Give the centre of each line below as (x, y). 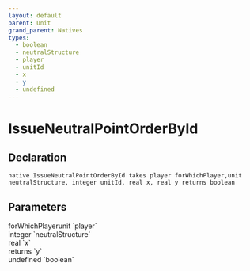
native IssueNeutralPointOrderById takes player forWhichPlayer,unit (125, 176)
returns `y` (25, 251)
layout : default (35, 15)
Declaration (38, 157)
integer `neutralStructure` (49, 235)
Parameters (38, 207)
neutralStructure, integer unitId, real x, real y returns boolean (122, 183)
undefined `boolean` (42, 260)
